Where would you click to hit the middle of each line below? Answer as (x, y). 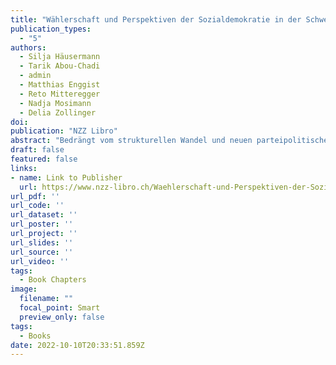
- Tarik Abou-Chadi (60, 66)
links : (24, 168)
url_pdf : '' (35, 196)
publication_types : (51, 29)
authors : (28, 47)
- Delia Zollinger (58, 112)
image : (24, 289)
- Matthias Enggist (60, 85)
